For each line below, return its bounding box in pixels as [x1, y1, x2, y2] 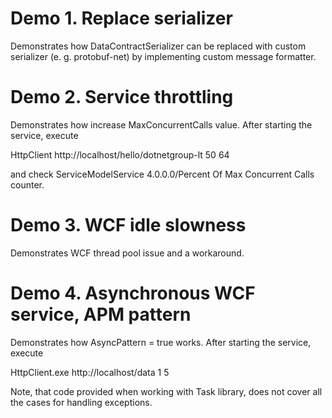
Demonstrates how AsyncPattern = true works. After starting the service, [10, 336, 312, 348]
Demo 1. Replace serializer [10, 7, 233, 30]
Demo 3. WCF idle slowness [10, 214, 247, 237]
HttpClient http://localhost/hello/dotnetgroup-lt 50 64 [10, 148, 230, 161]
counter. [10, 178, 45, 191]
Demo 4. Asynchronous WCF [10, 282, 256, 304]
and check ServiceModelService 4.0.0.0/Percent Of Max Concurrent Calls [10, 168, 315, 180]
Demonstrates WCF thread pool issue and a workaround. [10, 247, 245, 259]
